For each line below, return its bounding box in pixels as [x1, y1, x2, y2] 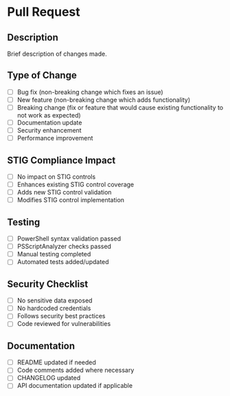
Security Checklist [7, 278, 89, 289]
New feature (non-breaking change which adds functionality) [16, 96, 191, 104]
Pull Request [7, 4, 80, 20]
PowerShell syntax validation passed [16, 234, 122, 243]
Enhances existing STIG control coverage [16, 180, 135, 189]
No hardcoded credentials [16, 304, 91, 313]
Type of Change [7, 69, 77, 81]
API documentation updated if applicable [16, 382, 133, 390]
